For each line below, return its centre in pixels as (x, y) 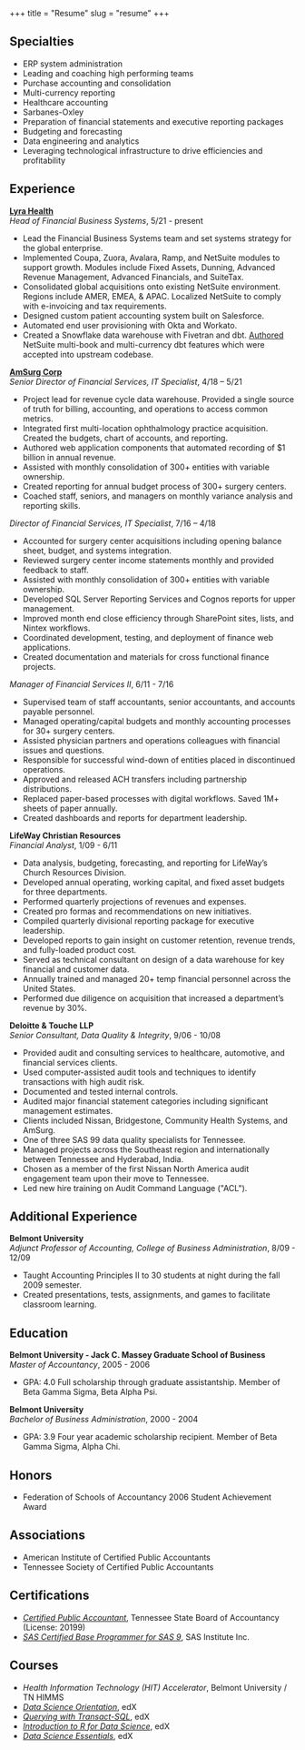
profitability (44, 160)
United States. (49, 988)
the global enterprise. (63, 248)
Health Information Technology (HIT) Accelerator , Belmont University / (155, 1687)
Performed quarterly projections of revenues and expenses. (134, 901)
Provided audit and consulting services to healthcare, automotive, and (154, 1052)
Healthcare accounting (65, 102)
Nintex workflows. (56, 628)
